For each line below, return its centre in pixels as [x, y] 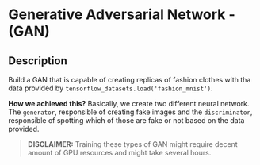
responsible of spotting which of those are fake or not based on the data [126, 120]
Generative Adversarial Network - [122, 15]
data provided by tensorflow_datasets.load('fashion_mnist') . [111, 88]
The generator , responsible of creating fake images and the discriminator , [130, 112]
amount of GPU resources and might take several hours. [119, 153]
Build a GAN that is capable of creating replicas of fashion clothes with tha [130, 80]
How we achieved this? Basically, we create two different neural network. [129, 104]
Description [38, 61]
